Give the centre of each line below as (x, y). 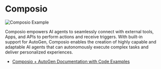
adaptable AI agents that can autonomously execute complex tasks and (77, 47)
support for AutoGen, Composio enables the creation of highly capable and (81, 41)
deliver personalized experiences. (39, 52)
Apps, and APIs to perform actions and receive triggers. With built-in (74, 37)
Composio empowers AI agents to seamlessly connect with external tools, (79, 31)
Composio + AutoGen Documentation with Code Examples (71, 61)
